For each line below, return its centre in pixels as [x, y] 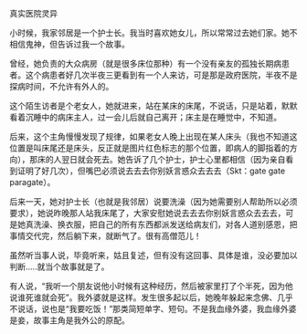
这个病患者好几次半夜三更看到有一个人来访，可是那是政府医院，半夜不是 [161, 75]
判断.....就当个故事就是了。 [59, 266]
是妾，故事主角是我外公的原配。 [69, 320]
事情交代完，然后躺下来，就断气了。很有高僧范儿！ [106, 236]
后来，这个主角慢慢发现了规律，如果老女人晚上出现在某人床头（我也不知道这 [153, 136]
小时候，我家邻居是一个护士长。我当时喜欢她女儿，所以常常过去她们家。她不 [153, 33]
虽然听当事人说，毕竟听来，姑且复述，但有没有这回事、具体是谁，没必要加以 [153, 255]
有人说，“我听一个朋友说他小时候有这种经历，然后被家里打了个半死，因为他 [152, 286]
